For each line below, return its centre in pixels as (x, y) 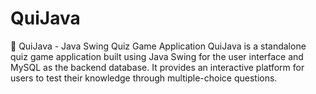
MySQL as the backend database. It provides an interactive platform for (157, 67)
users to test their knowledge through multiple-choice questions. (144, 78)
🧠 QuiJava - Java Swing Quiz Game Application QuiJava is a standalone (158, 46)
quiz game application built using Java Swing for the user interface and (157, 56)
